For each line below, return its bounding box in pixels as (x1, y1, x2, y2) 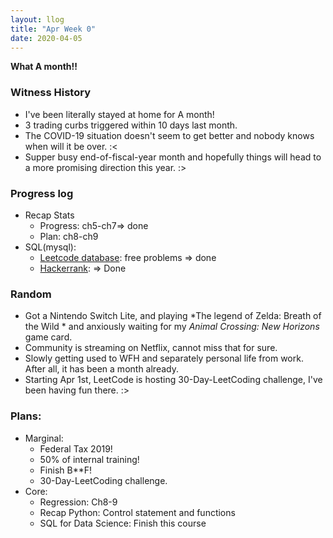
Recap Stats (24, 209, 75, 221)
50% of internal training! (39, 453, 140, 465)
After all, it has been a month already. (24, 363, 179, 375)
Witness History (10, 86, 91, 100)
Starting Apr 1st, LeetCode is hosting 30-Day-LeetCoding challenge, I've (24, 374, 323, 386)
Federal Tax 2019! (39, 442, 113, 455)
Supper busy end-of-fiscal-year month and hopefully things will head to (24, 151, 322, 163)
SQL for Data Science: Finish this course (39, 517, 207, 529)
